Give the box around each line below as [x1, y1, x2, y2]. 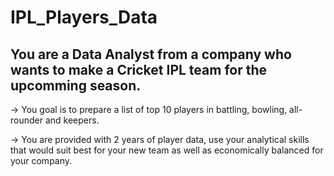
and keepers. [44, 114, 100, 126]
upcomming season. [10, 77, 142, 94]
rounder [10, 114, 43, 126]
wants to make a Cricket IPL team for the [10, 61, 268, 78]
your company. [10, 155, 73, 166]
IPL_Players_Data [10, 6, 158, 29]
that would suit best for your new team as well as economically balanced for [10, 144, 324, 156]
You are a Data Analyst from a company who [10, 46, 292, 63]
